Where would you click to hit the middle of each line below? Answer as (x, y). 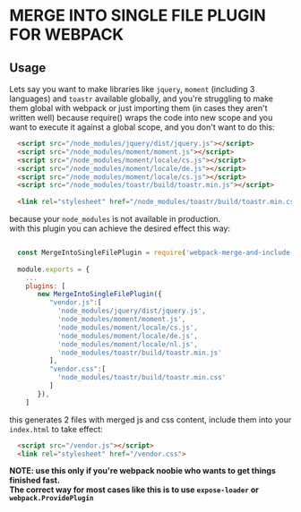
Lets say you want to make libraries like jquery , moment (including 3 (132, 89)
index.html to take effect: (56, 429)
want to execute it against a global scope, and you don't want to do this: (142, 127)
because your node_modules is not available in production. (115, 219)
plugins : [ (46, 286)
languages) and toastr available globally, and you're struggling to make (141, 98)
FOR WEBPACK (67, 34)
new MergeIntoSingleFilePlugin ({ (100, 294)
